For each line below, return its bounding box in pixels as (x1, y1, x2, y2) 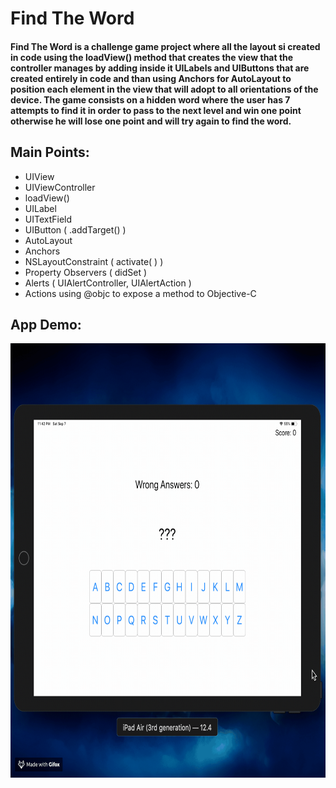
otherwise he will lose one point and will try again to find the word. (10, 115, 292, 127)
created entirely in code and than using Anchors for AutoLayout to (10, 72, 292, 84)
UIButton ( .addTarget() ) (24, 223, 127, 236)
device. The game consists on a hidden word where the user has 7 (10, 93, 291, 106)
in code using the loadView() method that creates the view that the (10, 51, 294, 63)
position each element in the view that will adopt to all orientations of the (10, 83, 319, 95)
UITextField (24, 213, 73, 225)
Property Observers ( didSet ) (24, 266, 148, 278)
